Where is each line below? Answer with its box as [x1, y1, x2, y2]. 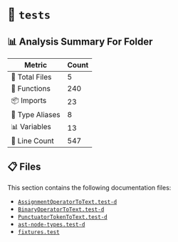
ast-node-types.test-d [17, 221, 85, 228]
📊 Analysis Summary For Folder [7, 35, 153, 48]
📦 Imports [11, 96, 47, 105]
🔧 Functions [11, 84, 51, 93]
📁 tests [7, 6, 51, 23]
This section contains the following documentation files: [7, 183, 172, 192]
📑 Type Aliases [11, 110, 61, 119]
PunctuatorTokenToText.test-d [17, 213, 108, 221]
